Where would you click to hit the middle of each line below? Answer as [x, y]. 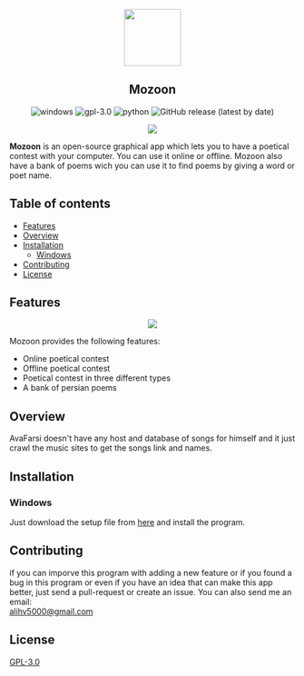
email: [21, 601]
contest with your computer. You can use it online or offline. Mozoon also [146, 155]
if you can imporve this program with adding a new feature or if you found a [151, 572]
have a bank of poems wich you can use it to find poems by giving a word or [152, 165]
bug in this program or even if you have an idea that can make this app [142, 582]
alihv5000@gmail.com [51, 611]
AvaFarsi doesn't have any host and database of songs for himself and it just [152, 438]
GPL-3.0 [25, 661]
